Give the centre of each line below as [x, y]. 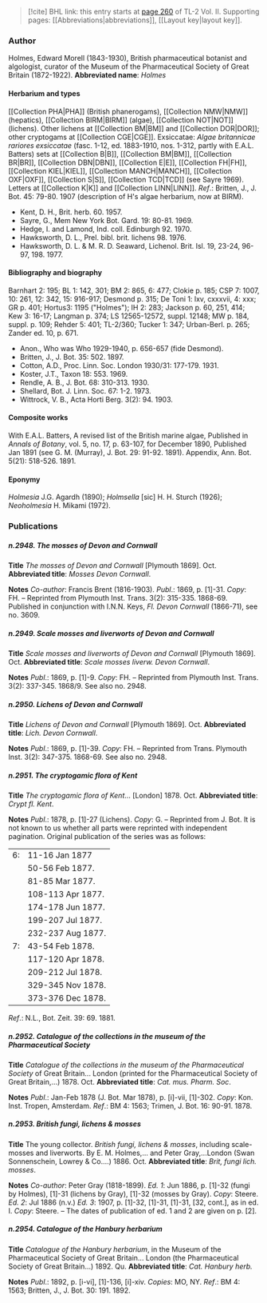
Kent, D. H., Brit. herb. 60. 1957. [71, 212]
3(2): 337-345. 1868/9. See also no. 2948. [77, 685]
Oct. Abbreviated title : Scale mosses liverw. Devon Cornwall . [109, 661]
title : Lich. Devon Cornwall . [53, 733]
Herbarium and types [45, 93]
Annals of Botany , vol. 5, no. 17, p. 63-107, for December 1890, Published [128, 444]
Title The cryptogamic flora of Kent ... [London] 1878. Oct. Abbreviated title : [133, 795]
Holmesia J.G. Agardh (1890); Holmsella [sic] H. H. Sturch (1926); [116, 497]
